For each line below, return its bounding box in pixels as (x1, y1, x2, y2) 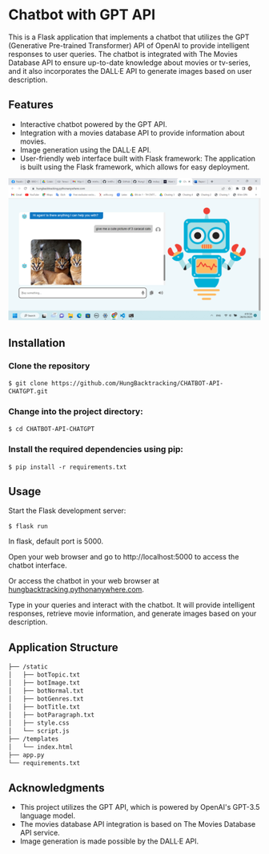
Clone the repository (8, 360, 90, 371)
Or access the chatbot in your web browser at (8, 576, 160, 586)
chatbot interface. (8, 560, 67, 571)
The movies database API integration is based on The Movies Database (19, 819, 256, 828)
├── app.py (8, 751, 45, 759)
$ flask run (8, 523, 48, 531)
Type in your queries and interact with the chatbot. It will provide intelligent (8, 600, 255, 610)
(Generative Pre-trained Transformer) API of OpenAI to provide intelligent (8, 40, 250, 50)
